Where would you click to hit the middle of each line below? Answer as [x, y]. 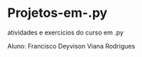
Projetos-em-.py [58, 13]
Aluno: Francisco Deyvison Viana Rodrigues [71, 46]
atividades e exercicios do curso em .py [66, 32]
